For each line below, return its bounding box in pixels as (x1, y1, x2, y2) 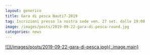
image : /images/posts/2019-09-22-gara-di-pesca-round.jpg (5, 24, 129, 29)
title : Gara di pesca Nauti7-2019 (5, 13, 78, 19)
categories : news (5, 29, 42, 35)
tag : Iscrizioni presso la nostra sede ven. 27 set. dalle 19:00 (5, 19, 145, 24)
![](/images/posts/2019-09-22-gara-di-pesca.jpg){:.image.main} (5, 44, 139, 50)
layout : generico (5, 8, 42, 13)
